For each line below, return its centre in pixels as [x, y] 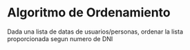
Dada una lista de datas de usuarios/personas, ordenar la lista [95, 32]
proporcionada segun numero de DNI [60, 38]
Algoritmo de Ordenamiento [89, 13]
